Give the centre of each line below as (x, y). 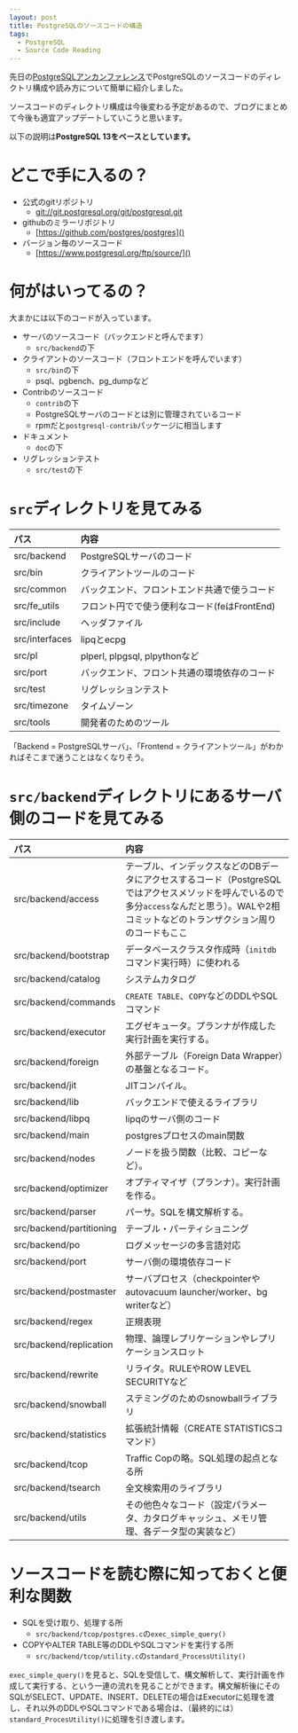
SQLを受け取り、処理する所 (72, 1622)
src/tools (32, 722)
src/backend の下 (65, 348)
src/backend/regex (53, 1321)
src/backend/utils (50, 1517)
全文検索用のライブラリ (174, 1488)
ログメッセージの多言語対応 (183, 1245)
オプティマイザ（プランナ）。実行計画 (203, 1182)
